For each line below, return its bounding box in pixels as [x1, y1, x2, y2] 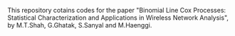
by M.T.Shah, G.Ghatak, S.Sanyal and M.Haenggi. [7, 21, 152, 29]
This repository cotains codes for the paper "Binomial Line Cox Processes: [7, 6, 226, 14]
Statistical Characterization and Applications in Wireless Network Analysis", [7, 13, 229, 22]
